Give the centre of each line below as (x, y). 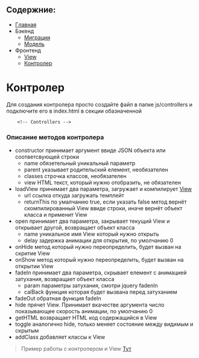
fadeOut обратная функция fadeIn (58, 299)
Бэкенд (24, 31)
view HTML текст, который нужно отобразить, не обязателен (102, 183)
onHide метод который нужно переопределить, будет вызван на (98, 247)
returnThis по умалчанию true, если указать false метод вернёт (105, 202)
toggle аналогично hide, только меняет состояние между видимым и (104, 324)
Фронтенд (28, 50)
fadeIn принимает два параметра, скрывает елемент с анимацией (101, 273)
